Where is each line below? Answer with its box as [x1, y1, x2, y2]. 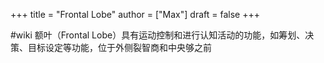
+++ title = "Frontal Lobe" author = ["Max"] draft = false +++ [10, 9, 260, 20]
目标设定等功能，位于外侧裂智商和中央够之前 [27, 42, 212, 53]
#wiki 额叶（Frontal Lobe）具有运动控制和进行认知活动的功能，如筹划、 [10, 29, 306, 41]
